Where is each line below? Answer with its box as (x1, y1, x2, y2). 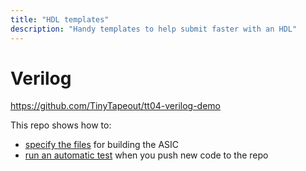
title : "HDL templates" (10, 14, 110, 25)
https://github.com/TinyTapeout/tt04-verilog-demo (10, 100, 221, 112)
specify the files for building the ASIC (24, 139, 180, 151)
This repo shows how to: (10, 119, 112, 131)
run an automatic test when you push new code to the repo (24, 149, 269, 161)
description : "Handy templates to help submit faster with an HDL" (10, 24, 298, 34)
